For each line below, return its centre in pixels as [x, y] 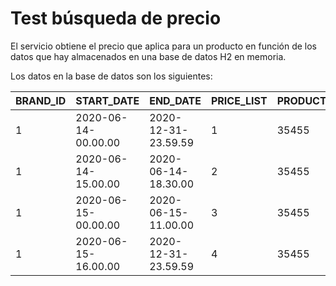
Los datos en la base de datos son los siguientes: [111, 76]
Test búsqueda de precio [116, 18]
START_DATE [107, 100]
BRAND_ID [41, 100]
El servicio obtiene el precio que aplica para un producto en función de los [164, 46]
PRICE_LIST [239, 100]
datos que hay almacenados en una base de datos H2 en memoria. [148, 56]
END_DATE [175, 100]
